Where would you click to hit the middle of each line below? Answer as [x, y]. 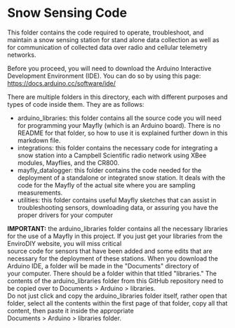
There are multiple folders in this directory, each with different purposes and [117, 97]
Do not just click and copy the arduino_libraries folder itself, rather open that [117, 296]
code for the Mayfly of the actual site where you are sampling [106, 185]
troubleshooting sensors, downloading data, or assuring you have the [118, 207]
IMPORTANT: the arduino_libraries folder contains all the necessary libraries [117, 228]
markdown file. [39, 140]
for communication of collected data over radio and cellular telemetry [108, 47]
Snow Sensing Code [67, 13]
